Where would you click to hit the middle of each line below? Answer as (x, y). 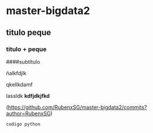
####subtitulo (23, 62)
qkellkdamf (20, 84)
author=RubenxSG (28, 113)
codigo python (23, 124)
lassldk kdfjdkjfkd (28, 96)
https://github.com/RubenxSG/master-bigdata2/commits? (78, 107)
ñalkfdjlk (16, 73)
